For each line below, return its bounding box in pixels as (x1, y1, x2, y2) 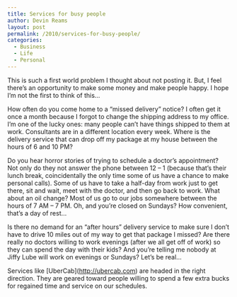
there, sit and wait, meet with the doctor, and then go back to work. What (7, 186, 221, 195)
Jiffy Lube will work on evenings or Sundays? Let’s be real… (7, 252, 182, 261)
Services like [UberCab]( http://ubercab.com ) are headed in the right (7, 267, 206, 275)
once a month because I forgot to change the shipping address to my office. (7, 112, 229, 121)
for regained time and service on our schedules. (7, 281, 147, 290)
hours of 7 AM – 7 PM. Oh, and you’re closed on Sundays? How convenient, (7, 201, 228, 210)
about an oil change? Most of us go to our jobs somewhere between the (7, 194, 217, 202)
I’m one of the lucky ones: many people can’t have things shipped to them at (7, 120, 230, 128)
